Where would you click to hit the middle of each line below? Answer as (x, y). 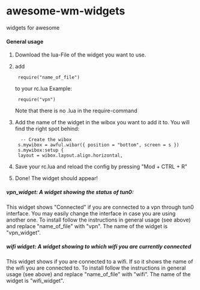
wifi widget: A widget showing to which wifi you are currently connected (99, 246)
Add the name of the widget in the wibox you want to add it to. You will (102, 122)
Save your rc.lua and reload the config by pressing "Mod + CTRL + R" (101, 167)
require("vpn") (37, 100)
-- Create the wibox (46, 140)
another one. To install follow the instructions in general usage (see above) (98, 220)
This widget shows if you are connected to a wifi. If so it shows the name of (100, 262)
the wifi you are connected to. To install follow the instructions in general (96, 268)
